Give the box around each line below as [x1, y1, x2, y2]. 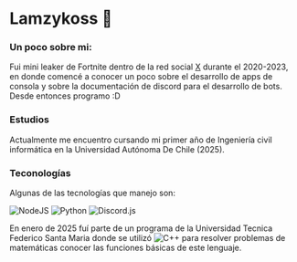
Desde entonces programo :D [9, 90, 121, 101]
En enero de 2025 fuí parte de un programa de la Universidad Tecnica [9, 223, 273, 234]
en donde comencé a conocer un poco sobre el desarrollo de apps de [9, 71, 273, 82]
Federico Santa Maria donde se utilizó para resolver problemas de [9, 233, 286, 244]
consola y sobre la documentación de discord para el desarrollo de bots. [9, 81, 283, 92]
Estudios [9, 113, 50, 126]
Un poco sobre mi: [9, 41, 93, 54]
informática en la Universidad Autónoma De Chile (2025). [9, 143, 226, 154]
